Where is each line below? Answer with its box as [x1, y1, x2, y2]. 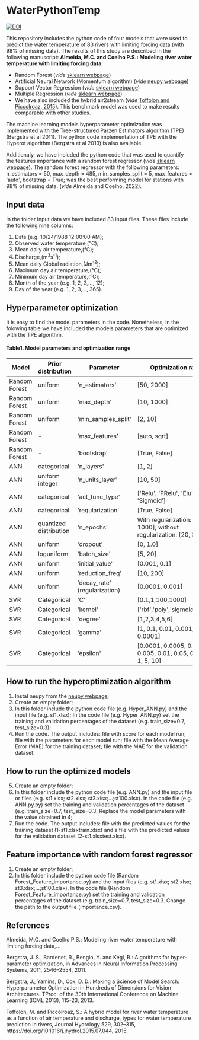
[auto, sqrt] [137, 432, 169, 441]
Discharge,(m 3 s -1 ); [14, 252, 61, 260]
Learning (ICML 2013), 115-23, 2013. [6, 997, 94, 1004]
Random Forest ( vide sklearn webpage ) [14, 71, 111, 78]
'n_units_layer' [77, 476, 117, 484]
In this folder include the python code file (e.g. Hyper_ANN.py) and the [14, 705, 187, 712]
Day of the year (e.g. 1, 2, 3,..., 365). [14, 286, 102, 293]
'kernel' [77, 605, 99, 614]
